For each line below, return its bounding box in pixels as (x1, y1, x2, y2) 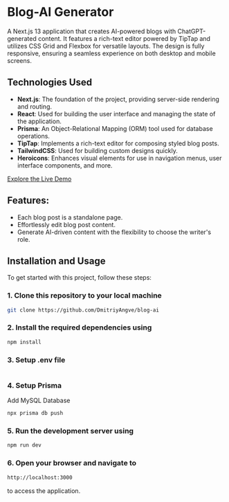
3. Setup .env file (7, 355, 66, 364)
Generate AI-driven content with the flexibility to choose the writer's (17, 228, 212, 236)
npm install (7, 339, 42, 346)
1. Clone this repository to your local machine (7, 291, 163, 301)
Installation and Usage (7, 255, 106, 267)
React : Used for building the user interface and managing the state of (17, 109, 216, 118)
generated (7, 34, 37, 42)
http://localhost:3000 (7, 474, 73, 481)
